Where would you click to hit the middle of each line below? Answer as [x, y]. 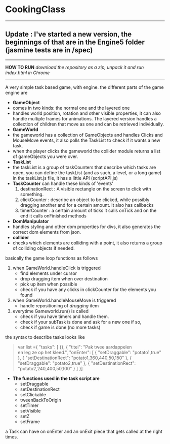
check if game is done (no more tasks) [60, 327]
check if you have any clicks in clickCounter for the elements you [88, 289]
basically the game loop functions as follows [52, 258]
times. [12, 437]
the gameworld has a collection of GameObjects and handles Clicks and [88, 135]
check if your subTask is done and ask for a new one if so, [81, 322]
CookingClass [35, 9]
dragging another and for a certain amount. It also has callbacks [87, 205]
